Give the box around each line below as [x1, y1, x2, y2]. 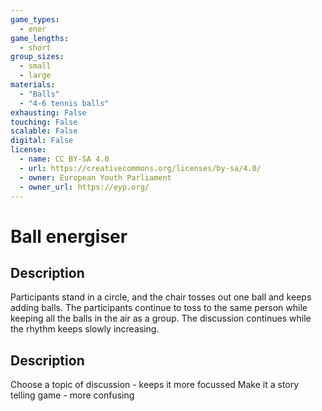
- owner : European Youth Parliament [19, 172, 172, 183]
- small [19, 61, 52, 71]
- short [19, 42, 52, 53]
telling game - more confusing [10, 389, 135, 401]
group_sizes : [10, 52, 65, 62]
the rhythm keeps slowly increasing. [10, 323, 160, 335]
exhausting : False [10, 107, 87, 118]
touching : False [10, 117, 78, 127]
